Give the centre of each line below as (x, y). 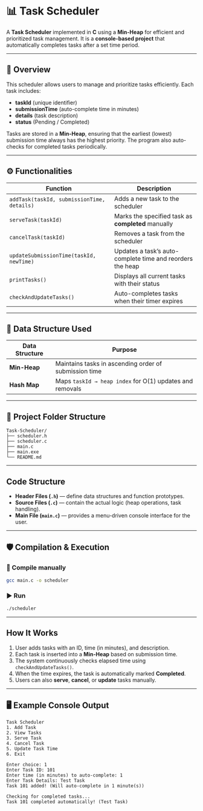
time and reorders (168, 258)
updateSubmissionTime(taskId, (53, 255)
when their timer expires (148, 301)
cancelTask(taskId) (37, 237)
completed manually (143, 223)
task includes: (24, 90)
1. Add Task (21, 728)
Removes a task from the (150, 234)
